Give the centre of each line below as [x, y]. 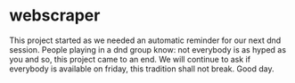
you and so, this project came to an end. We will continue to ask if [130, 59]
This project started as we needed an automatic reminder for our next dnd [145, 40]
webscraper [55, 16]
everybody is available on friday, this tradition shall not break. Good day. [142, 69]
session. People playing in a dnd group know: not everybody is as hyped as [148, 49]
